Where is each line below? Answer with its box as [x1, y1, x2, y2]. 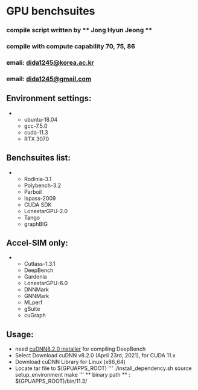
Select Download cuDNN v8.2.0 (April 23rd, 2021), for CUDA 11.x [14, 352, 176, 359]
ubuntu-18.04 [24, 116, 58, 123]
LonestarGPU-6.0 [24, 280, 68, 287]
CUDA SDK [24, 201, 52, 208]
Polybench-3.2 [24, 182, 62, 189]
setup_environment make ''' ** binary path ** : [14, 371, 131, 378]
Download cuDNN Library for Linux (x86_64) [14, 359, 126, 366]
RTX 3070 [24, 135, 49, 142]
